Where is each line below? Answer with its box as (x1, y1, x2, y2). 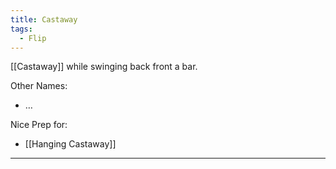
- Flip (19, 33, 47, 43)
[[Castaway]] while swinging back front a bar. (10, 61, 198, 73)
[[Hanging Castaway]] (24, 138, 117, 150)
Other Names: (10, 80, 68, 92)
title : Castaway (10, 14, 78, 25)
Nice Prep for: (10, 119, 68, 131)
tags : (10, 24, 33, 34)
